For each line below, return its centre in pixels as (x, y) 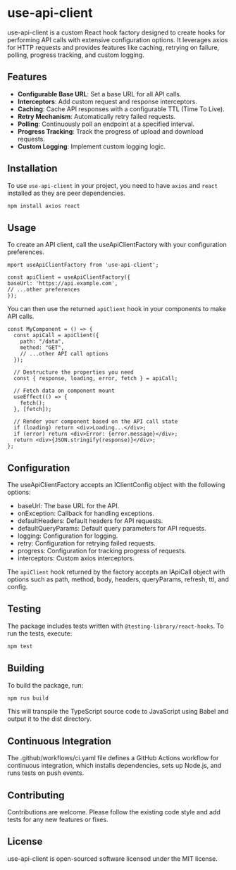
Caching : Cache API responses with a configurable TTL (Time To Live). (121, 109)
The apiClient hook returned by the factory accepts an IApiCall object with (116, 572)
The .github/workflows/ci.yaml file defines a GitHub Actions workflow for (113, 758)
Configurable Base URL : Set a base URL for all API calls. (99, 94)
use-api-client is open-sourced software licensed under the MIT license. (113, 858)
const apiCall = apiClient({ (56, 336)
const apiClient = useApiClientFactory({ (69, 277)
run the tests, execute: (40, 633)
